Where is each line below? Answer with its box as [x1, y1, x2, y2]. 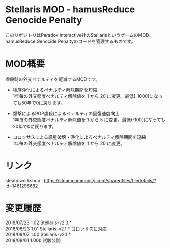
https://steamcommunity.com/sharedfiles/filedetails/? [44, 177, 156, 183]
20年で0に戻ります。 [12, 123, 57, 129]
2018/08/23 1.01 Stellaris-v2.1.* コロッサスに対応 [5, 226, 107, 232]
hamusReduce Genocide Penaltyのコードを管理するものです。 [5, 38, 136, 44]
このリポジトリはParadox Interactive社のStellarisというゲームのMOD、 [5, 32, 154, 38]
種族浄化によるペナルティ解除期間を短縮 [12, 87, 98, 93]
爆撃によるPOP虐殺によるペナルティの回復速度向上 [12, 110, 120, 116]
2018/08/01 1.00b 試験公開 [5, 237, 61, 243]
